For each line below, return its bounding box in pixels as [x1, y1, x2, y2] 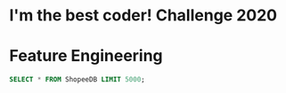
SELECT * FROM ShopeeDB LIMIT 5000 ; [9, 75, 145, 84]
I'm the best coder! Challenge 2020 [9, 5, 278, 26]
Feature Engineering [9, 46, 163, 66]
